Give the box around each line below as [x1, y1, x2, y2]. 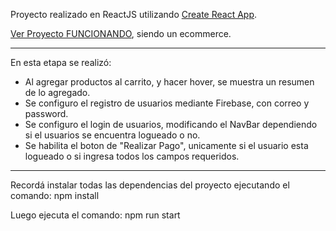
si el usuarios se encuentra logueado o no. [24, 129, 201, 141]
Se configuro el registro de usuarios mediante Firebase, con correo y [24, 97, 310, 109]
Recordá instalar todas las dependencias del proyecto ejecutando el [10, 179, 290, 191]
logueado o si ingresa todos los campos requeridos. [24, 150, 240, 162]
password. [24, 108, 69, 119]
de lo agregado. [24, 87, 91, 98]
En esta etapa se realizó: [10, 57, 112, 68]
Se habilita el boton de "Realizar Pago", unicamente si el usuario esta [24, 140, 309, 151]
